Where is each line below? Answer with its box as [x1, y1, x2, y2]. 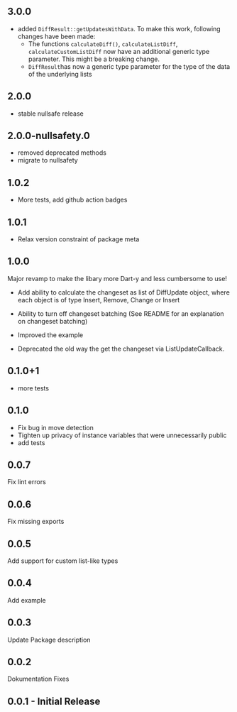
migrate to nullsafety [17, 156, 78, 165]
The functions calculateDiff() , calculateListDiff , [28, 39, 178, 48]
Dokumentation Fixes [7, 674, 70, 684]
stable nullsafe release [17, 109, 84, 118]
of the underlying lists [28, 70, 92, 78]
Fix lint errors [7, 478, 46, 486]
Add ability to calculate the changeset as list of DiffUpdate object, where [17, 287, 231, 297]
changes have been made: [17, 32, 96, 40]
